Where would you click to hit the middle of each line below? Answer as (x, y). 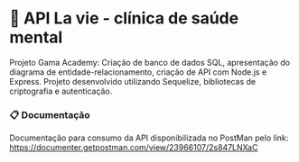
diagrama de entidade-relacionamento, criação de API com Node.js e (138, 72)
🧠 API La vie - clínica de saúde (124, 18)
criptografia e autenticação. (61, 91)
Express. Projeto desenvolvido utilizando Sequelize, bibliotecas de (133, 81)
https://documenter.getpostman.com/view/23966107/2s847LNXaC (134, 148)
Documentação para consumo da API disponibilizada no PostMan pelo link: (149, 138)
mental (36, 37)
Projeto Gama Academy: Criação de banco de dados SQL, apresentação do (150, 62)
